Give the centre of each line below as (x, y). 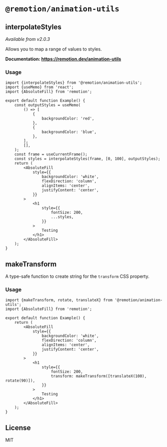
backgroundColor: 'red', (68, 119)
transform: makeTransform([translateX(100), (99, 376)
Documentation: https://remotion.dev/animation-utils (63, 59)
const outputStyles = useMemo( (48, 105)
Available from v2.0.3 (27, 39)
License (18, 428)
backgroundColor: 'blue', (69, 132)
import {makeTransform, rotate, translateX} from (59, 300)
